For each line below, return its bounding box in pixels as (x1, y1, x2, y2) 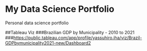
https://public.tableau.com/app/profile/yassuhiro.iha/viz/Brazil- (13, 35, 142, 41)
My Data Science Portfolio (5, 3, 115, 15)
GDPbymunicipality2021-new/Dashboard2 (5, 40, 91, 46)
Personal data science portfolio (5, 20, 69, 26)
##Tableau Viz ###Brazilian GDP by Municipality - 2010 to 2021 (5, 29, 135, 35)
